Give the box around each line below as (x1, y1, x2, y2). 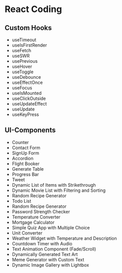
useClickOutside (11, 95, 46, 101)
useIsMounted (11, 90, 42, 96)
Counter (11, 139, 29, 145)
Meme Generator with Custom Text (11, 256, 84, 262)
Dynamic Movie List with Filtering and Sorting (11, 187, 106, 193)
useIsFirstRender (11, 42, 47, 48)
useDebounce (11, 74, 41, 80)
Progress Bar (11, 171, 39, 177)
